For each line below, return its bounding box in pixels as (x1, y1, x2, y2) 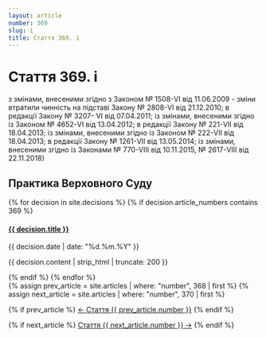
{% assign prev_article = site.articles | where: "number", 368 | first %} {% (8, 281, 249, 291)
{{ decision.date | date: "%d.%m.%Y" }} (8, 242, 139, 251)
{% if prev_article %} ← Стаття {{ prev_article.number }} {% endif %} (8, 305, 235, 315)
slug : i (8, 26, 34, 34)
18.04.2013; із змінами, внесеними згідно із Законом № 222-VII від (8, 128, 235, 138)
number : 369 (8, 19, 48, 27)
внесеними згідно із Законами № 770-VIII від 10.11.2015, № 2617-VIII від (8, 145, 249, 155)
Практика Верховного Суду (8, 176, 153, 190)
